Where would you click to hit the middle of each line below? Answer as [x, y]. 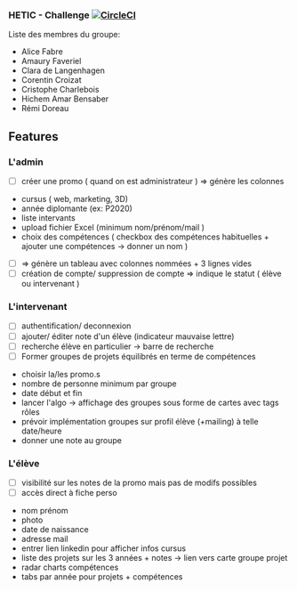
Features [33, 137]
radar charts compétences [70, 567]
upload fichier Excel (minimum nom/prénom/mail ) [113, 228]
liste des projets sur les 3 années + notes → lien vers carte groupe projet [154, 558]
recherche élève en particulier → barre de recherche [117, 346]
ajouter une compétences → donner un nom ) [104, 247]
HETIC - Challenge [49, 15]
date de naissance [55, 530]
